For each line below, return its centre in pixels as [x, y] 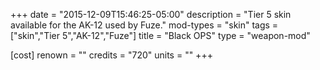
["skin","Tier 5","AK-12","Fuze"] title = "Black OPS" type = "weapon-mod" [160, 35]
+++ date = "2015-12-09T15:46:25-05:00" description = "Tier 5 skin [151, 14]
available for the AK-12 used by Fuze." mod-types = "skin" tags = [144, 25]
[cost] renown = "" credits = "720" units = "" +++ [111, 55]
